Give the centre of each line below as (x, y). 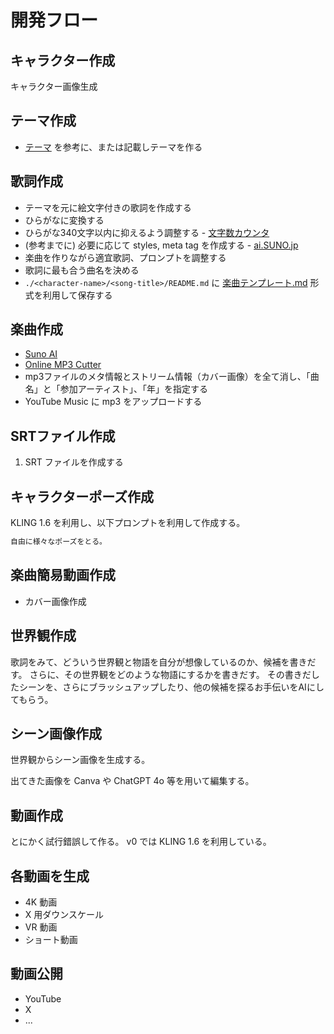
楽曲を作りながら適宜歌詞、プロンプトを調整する (125, 257)
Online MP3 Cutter (63, 365)
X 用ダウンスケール (64, 914)
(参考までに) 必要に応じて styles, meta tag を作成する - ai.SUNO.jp (161, 245)
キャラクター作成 (63, 60)
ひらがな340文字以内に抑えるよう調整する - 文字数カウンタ (147, 232)
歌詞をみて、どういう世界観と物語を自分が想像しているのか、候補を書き (159, 662)
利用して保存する (77, 295)
